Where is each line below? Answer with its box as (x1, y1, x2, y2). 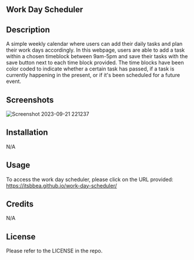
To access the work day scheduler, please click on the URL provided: (6, 176, 173, 183)
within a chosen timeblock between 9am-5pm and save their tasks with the (6, 53, 188, 60)
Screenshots (6, 95, 54, 105)
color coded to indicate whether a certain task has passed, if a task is (6, 65, 175, 72)
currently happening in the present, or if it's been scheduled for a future (6, 72, 180, 79)
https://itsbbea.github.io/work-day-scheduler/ (6, 182, 118, 189)
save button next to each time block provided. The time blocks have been (6, 59, 184, 66)
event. (6, 78, 22, 85)
